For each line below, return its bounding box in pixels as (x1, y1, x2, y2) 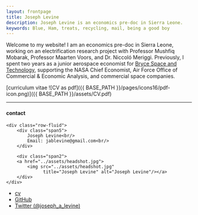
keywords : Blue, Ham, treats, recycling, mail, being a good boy (6, 25, 170, 31)
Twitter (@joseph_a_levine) (14, 202, 81, 210)
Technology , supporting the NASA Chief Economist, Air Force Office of (6, 66, 178, 74)
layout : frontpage (6, 8, 51, 15)
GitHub (14, 196, 32, 203)
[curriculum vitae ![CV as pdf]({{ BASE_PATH (6, 84, 115, 92)
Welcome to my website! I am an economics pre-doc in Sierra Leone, (6, 41, 174, 48)
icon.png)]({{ (6, 90, 38, 97)
